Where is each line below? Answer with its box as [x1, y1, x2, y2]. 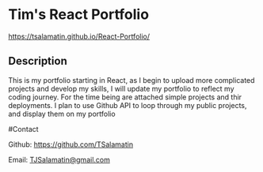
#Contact [8, 124, 39, 133]
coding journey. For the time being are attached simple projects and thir [8, 92, 242, 102]
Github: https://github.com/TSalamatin [8, 140, 133, 149]
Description [8, 54, 67, 68]
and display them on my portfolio [8, 109, 116, 118]
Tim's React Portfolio [8, 6, 149, 24]
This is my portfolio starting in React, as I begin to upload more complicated [8, 75, 255, 84]
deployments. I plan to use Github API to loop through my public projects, [8, 100, 247, 110]
